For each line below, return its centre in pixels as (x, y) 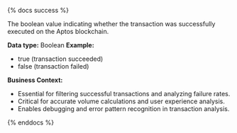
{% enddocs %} (31, 122)
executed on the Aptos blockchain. (58, 31)
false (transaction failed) (53, 66)
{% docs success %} (38, 10)
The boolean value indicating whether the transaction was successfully (111, 24)
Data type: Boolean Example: (51, 45)
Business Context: (35, 80)
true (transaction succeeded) (60, 59)
